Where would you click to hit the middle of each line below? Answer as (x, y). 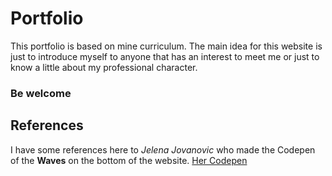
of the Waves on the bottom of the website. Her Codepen (129, 160)
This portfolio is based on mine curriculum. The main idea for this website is (166, 46)
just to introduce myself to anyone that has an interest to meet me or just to (165, 56)
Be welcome (41, 93)
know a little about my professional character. (104, 67)
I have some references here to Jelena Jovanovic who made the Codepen (163, 149)
